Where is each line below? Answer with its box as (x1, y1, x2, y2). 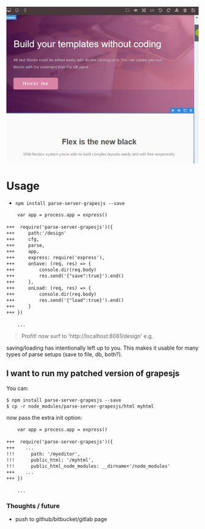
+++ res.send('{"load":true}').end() (6, 297, 124, 303)
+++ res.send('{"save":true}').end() (6, 273, 124, 279)
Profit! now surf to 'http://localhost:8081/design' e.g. (21, 332, 154, 339)
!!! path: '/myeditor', (6, 451, 81, 457)
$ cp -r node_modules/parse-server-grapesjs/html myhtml (6, 403, 154, 409)
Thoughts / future (6, 502, 60, 510)
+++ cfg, (6, 236, 40, 242)
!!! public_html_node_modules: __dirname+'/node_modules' (6, 463, 171, 469)
